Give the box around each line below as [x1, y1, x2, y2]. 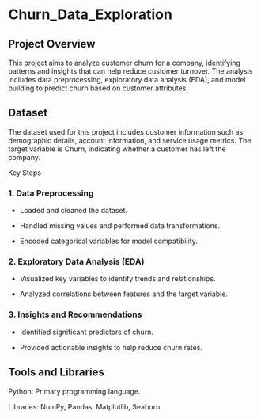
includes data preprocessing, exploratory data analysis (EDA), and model [8, 75, 246, 84]
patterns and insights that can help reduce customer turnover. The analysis [8, 67, 253, 76]
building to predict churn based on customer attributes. [8, 83, 188, 93]
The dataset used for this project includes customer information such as [8, 127, 244, 136]
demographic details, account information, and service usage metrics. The [8, 135, 252, 145]
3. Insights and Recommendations [8, 309, 142, 320]
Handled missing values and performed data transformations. [19, 221, 220, 230]
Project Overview [8, 37, 96, 51]
